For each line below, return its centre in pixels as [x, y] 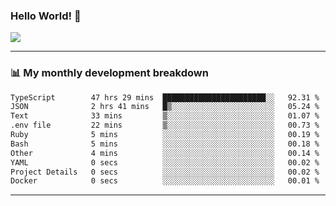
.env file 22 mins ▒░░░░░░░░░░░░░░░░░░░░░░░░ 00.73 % [165, 125]
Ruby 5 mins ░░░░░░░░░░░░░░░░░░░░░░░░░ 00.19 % [165, 135]
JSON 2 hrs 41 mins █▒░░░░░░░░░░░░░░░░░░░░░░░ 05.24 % [165, 107]
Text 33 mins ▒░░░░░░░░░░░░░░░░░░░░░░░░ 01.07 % [165, 116]
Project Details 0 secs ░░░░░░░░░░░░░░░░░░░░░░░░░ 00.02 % [165, 172]
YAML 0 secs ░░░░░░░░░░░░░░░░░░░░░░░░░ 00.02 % [165, 162]
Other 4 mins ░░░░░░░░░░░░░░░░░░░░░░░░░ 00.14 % [165, 153]
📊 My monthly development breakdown [109, 73]
